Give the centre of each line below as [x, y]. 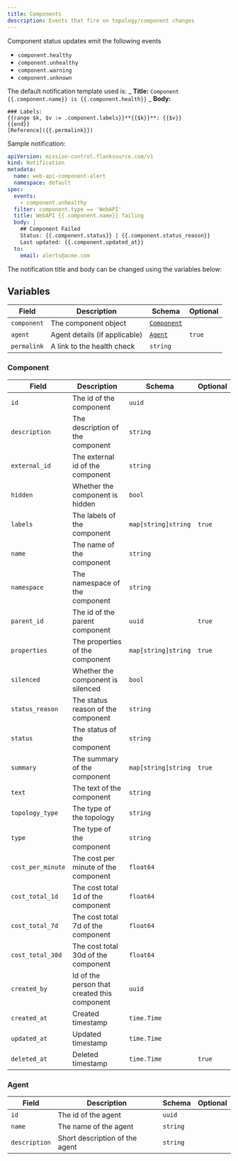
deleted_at [29, 1059]
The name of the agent [96, 1126]
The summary [95, 759]
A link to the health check [93, 347]
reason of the [94, 709]
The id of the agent [90, 1115]
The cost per [93, 858]
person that [91, 984]
